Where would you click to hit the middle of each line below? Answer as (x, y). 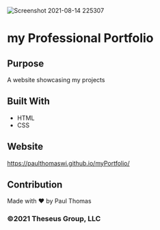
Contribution (35, 185)
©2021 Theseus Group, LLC (54, 219)
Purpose (26, 63)
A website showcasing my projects (56, 80)
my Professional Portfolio (80, 38)
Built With (28, 102)
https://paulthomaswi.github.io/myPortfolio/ (68, 163)
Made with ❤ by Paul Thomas (49, 201)
